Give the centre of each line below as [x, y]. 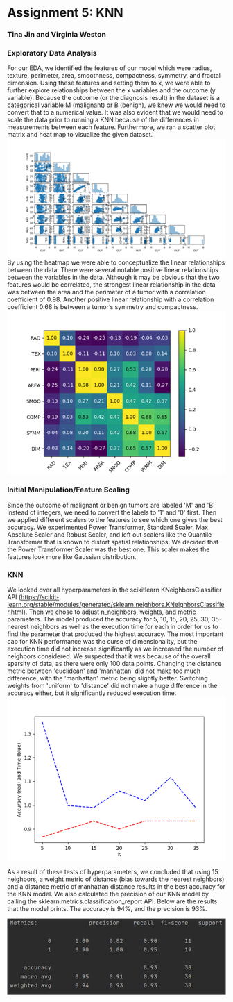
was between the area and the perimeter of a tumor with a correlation [106, 292]
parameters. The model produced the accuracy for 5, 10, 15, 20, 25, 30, [109, 619]
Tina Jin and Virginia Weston [57, 35]
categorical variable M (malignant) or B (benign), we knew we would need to [116, 105]
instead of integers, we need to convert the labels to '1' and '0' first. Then [112, 512]
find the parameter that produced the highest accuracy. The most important [115, 634]
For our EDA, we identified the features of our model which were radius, [110, 68]
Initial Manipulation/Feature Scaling [69, 490]
